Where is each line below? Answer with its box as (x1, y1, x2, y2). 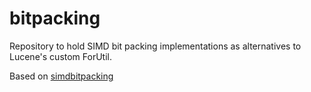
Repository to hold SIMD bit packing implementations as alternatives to (9, 40, 302, 52)
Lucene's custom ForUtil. (9, 50, 113, 62)
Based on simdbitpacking (9, 70, 114, 82)
